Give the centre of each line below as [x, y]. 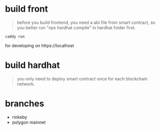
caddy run [15, 37]
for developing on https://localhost [40, 45]
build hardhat [32, 65]
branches [25, 104]
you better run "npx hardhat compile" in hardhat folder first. [76, 27]
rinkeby [20, 117]
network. [26, 84]
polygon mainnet [29, 122]
